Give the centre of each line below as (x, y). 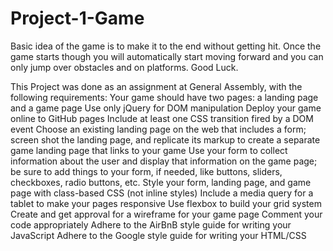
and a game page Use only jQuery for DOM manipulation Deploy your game (166, 108)
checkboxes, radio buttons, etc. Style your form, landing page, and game (161, 182)
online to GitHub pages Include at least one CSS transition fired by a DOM (162, 118)
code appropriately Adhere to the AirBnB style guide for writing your (151, 224)
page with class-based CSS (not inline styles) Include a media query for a (162, 193)
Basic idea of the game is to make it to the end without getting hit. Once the (166, 46)
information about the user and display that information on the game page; (164, 161)
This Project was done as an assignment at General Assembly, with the (156, 86)
